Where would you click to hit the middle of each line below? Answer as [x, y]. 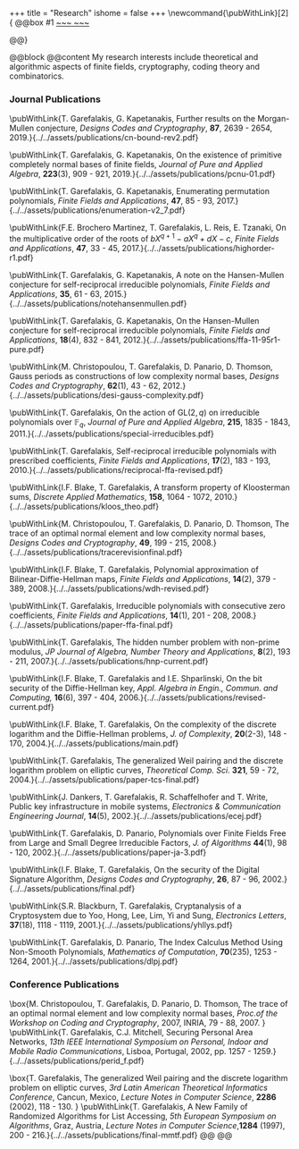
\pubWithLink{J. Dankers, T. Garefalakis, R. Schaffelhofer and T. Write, [139, 797]
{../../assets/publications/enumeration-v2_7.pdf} [97, 210]
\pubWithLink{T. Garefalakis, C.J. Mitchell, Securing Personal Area [131, 1033]
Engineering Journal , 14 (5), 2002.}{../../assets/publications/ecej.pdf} [136, 815]
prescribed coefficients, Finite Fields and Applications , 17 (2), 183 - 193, [140, 460]
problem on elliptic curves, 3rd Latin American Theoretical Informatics [138, 1088]
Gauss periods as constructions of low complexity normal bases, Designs [144, 376]
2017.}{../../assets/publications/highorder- [198, 248]
